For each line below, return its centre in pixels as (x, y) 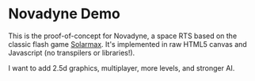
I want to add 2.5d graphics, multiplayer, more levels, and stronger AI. (122, 67)
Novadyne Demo (64, 14)
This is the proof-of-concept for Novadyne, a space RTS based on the (123, 36)
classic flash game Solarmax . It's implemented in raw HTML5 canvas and (127, 44)
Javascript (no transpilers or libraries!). (72, 52)
